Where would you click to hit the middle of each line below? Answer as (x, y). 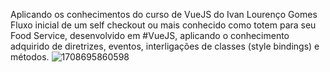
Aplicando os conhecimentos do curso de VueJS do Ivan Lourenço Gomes (164, 14)
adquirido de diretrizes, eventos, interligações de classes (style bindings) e (165, 46)
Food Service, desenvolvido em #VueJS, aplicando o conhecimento (150, 35)
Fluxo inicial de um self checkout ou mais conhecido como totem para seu (163, 25)
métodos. (30, 57)
